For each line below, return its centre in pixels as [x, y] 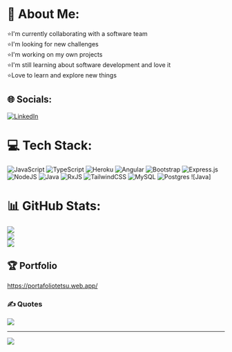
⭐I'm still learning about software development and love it [89, 64]
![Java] [201, 176]
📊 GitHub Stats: [54, 206]
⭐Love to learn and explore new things [62, 75]
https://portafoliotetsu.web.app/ [52, 286]
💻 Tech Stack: [50, 145]
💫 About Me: [43, 14]
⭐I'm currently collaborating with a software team [78, 33]
